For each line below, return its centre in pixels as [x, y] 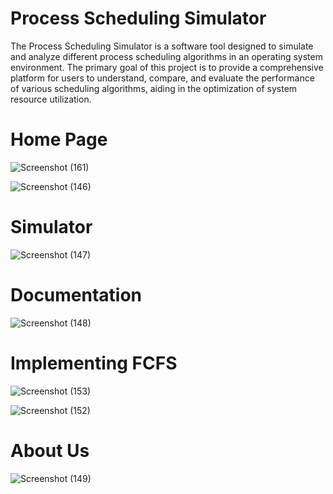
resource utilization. [51, 99]
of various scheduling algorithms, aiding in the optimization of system [154, 88]
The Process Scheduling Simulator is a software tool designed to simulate [162, 46]
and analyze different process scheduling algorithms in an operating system [166, 56]
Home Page [59, 139]
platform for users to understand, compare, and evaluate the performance [162, 78]
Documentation [76, 295]
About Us [50, 450]
